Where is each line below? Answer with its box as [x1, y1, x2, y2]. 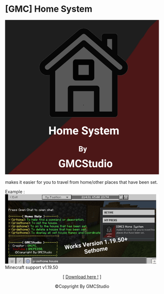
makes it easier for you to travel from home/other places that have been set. [5, 179, 158, 185]
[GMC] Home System [5, 3, 93, 15]
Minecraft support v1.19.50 [5, 264, 59, 270]
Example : [5, 189, 25, 195]
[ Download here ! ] [62, 273, 102, 280]
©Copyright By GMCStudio [54, 283, 110, 289]
